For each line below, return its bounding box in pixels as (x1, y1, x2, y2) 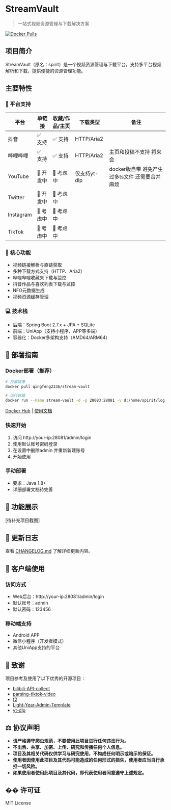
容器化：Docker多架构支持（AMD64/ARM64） (12, 334, 110, 341)
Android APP (12, 632, 40, 638)
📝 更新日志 (5, 534, 38, 542)
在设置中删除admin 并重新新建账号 (12, 447, 85, 453)
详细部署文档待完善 (12, 486, 53, 492)
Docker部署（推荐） (5, 368, 55, 375)
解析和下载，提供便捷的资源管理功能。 (5, 67, 85, 74)
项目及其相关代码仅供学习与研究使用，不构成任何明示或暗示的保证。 (12, 750, 156, 757)
